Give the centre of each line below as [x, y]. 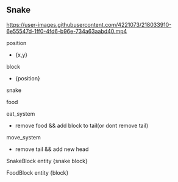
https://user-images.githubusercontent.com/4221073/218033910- [89, 24]
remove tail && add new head [52, 149]
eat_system [21, 114]
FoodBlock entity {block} [37, 172]
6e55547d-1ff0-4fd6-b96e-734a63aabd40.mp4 [67, 31]
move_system [24, 137]
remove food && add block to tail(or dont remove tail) [82, 125]
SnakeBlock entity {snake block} [47, 161]
